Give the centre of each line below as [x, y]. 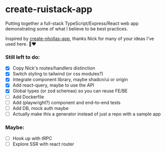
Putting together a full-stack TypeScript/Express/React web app [72, 23]
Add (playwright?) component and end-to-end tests [66, 102]
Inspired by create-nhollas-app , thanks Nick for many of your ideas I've [80, 39]
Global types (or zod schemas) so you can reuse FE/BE [70, 91]
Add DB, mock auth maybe [40, 108]
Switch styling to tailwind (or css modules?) [58, 74]
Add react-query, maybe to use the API [53, 85]
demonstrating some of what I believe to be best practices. [67, 28]
